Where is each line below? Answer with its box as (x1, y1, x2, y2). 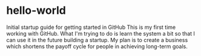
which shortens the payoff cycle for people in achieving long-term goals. (6, 43, 188, 50)
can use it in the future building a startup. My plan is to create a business (6, 36, 188, 43)
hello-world (6, 4, 67, 17)
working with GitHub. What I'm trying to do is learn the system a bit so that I (6, 30, 196, 37)
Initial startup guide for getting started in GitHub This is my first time (6, 23, 176, 31)
